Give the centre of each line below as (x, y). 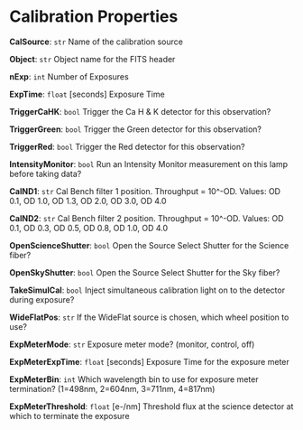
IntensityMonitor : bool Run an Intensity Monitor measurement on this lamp (149, 164)
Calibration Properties (94, 17)
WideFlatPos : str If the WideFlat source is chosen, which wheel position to (149, 317)
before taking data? (46, 173)
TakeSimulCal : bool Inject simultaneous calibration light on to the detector (147, 290)
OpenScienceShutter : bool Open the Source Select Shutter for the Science (149, 245)
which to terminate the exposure (69, 416)
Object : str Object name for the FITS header (92, 59)
